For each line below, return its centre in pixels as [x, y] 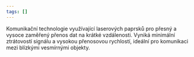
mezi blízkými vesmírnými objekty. [48, 47]
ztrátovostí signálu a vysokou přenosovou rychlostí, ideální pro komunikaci [97, 41]
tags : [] [17, 12]
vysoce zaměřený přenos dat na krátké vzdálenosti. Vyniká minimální [90, 35]
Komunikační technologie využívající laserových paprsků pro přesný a [91, 28]
